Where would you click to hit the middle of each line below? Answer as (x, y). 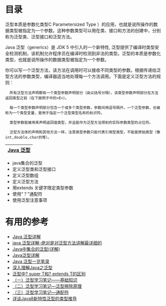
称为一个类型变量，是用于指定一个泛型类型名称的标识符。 (55, 113)
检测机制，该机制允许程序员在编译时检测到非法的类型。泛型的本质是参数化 (85, 53)
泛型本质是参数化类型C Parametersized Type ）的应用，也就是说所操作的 (80, 24)
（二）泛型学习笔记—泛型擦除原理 (47, 286)
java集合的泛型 (27, 163)
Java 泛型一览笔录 (31, 261)
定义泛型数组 (25, 175)
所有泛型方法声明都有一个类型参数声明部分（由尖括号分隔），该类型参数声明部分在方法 (84, 93)
